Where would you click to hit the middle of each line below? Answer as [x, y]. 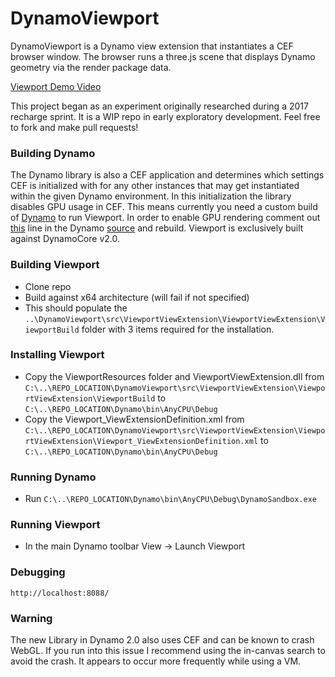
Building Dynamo [53, 153]
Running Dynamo [53, 477]
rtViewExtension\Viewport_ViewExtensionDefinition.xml [141, 441]
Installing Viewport [57, 355]
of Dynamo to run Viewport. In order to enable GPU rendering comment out [165, 218]
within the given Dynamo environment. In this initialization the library [151, 196]
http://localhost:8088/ [60, 593]
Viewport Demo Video [56, 86]
